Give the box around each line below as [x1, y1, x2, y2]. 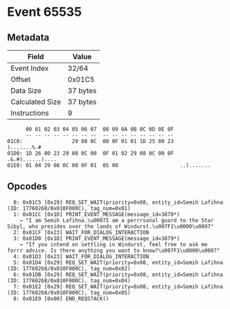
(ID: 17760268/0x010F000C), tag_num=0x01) [7, 204, 131, 212]
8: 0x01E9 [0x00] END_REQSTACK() [13, 295, 109, 302]
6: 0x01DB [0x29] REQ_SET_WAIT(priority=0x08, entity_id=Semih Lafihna [13, 271, 224, 278]
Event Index [10, 63, 49, 73]
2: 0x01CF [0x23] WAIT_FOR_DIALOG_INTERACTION [13, 228, 149, 236]
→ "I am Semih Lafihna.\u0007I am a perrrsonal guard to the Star [19, 217, 214, 224]
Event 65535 [7, 4, 82, 20]
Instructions [10, 108, 50, 118]
